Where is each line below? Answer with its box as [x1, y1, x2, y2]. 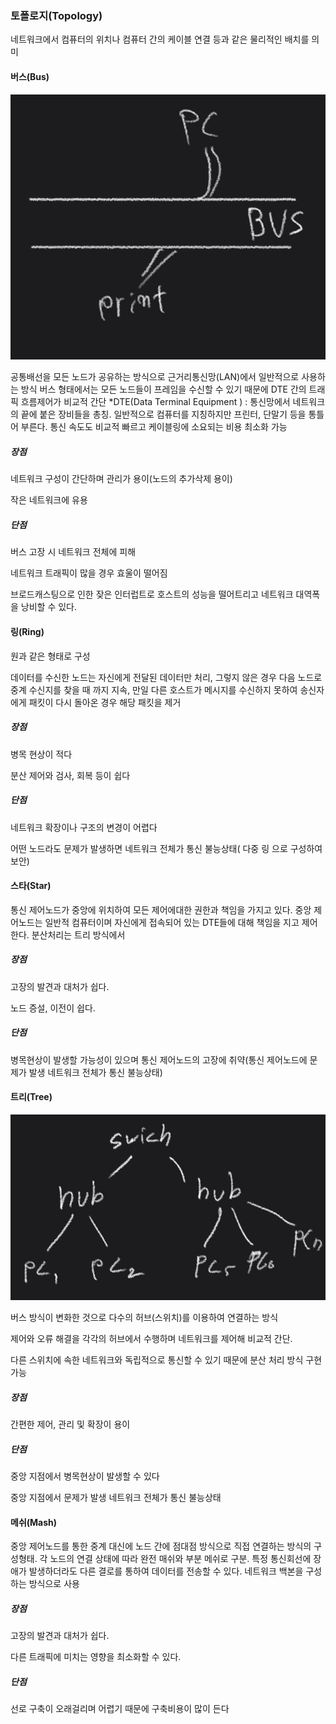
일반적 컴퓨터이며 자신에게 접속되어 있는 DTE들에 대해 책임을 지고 [44, 916, 300, 928]
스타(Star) [10, 880, 52, 892]
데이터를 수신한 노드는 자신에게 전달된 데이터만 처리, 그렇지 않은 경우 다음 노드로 [10, 671, 323, 683]
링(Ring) [10, 625, 45, 637]
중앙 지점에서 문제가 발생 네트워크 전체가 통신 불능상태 [10, 1492, 222, 1504]
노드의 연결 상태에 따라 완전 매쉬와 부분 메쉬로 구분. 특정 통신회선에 [49, 1553, 312, 1565]
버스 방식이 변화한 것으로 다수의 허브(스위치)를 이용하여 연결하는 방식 [10, 1312, 279, 1324]
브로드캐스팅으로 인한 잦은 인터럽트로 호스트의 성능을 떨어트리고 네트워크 [10, 588, 294, 601]
